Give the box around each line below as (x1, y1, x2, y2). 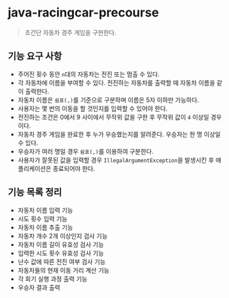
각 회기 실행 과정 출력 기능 (17, 275, 88, 283)
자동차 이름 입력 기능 (17, 206, 73, 214)
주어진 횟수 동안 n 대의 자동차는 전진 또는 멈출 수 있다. (17, 70, 160, 78)
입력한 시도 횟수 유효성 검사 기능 (17, 249, 104, 257)
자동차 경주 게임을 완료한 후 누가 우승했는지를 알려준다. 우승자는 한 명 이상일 (17, 130, 221, 138)
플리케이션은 (17, 164, 52, 172)
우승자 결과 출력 (17, 283, 60, 291)
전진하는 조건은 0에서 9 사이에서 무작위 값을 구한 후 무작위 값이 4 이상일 (17, 113, 210, 121)
